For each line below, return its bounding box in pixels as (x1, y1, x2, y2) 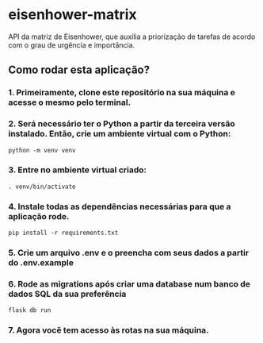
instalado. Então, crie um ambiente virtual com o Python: (8, 129, 231, 140)
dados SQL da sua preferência (8, 288, 127, 299)
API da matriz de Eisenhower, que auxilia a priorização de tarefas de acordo (8, 32, 256, 41)
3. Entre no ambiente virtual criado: (8, 164, 147, 175)
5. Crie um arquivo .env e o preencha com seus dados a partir (8, 248, 250, 259)
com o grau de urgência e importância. (8, 40, 135, 49)
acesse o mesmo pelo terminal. (8, 97, 131, 108)
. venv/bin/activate (8, 183, 77, 191)
